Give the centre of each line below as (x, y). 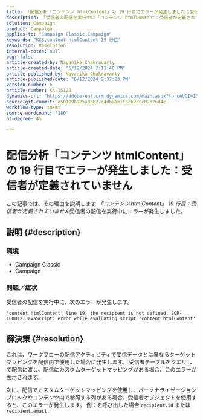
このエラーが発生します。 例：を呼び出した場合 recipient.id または (106, 405)
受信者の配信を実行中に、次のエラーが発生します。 (69, 302)
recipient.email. (28, 411)
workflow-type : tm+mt (34, 107)
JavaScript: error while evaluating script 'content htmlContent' (111, 319)
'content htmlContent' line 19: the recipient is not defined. (88, 314)
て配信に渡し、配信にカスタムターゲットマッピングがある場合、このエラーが (101, 369)
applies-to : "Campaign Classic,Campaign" (59, 34)
